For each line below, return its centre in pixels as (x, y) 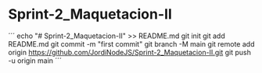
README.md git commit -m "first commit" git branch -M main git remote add (131, 43)
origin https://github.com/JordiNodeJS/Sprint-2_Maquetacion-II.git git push (130, 52)
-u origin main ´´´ (35, 61)
